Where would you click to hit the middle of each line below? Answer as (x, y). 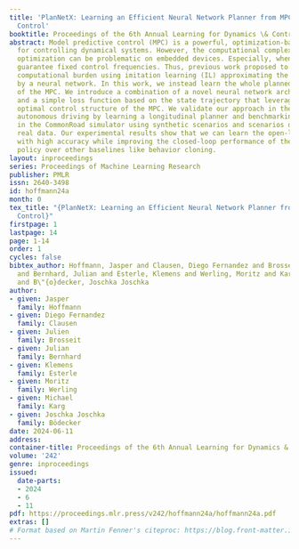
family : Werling (47, 390)
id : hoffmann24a (39, 191)
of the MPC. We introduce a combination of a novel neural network (145, 92)
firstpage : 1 (33, 224)
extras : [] (29, 522)
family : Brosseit (49, 340)
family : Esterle (47, 373)
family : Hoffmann (49, 307)
